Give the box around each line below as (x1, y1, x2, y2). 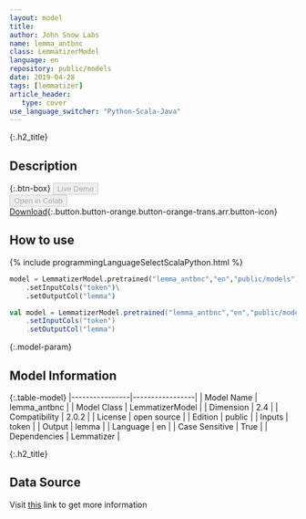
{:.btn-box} (9, 183, 52, 194)
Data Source (9, 475, 81, 491)
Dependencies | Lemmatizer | (9, 431, 120, 441)
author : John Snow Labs (9, 30, 100, 39)
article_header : (9, 89, 71, 99)
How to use (9, 233, 75, 248)
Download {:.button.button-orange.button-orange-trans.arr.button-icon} (9, 206, 278, 217)
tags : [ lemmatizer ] (9, 81, 84, 90)
